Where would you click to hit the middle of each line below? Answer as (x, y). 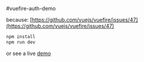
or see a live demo (29, 53)
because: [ (19, 20)
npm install (21, 37)
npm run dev (21, 42)
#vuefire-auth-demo (31, 8)
